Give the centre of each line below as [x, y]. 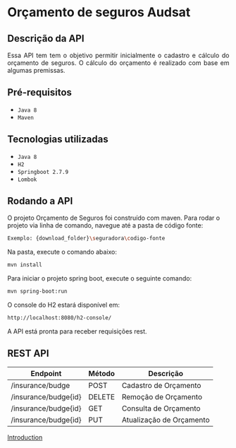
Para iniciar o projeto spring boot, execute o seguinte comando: [100, 278]
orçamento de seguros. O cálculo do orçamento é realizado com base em [118, 63]
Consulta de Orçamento [161, 408]
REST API [28, 354]
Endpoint [46, 373]
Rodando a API [40, 201]
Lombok [27, 179]
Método [101, 373]
